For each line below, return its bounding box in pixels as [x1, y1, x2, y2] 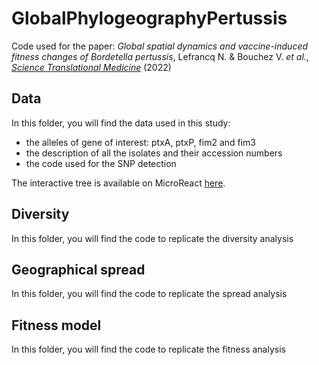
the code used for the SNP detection [25, 157, 177, 169]
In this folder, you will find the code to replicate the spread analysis [11, 288, 288, 300]
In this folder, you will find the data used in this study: [11, 117, 231, 129]
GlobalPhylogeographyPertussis [11, 7, 288, 30]
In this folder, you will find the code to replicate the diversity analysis [11, 232, 294, 244]
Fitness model [11, 317, 102, 334]
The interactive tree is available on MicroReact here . [11, 177, 226, 189]
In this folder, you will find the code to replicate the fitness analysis [11, 343, 286, 356]
